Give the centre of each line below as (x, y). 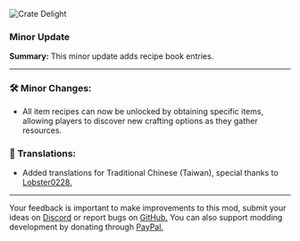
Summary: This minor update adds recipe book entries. (112, 56)
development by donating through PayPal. (86, 227)
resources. (42, 130)
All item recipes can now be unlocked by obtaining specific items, (143, 111)
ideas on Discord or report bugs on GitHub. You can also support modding (146, 217)
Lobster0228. (47, 182)
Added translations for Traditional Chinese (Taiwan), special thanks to (150, 172)
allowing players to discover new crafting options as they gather (140, 120)
